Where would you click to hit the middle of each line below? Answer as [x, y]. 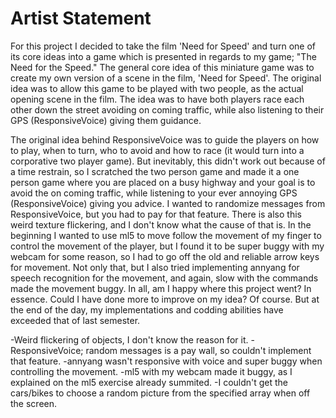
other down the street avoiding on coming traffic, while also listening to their [167, 109]
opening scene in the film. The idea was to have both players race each [157, 99]
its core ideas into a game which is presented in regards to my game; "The [163, 56]
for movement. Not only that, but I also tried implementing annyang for [155, 267]
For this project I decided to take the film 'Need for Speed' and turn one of [163, 46]
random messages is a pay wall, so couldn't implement [198, 350]
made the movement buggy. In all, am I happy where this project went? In [161, 288]
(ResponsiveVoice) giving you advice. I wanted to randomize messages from [168, 203]
